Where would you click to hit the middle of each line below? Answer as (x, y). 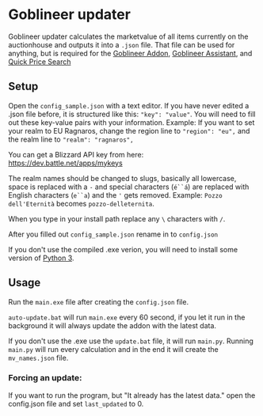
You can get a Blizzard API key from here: (76, 154)
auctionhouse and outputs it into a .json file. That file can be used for (122, 44)
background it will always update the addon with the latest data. (112, 325)
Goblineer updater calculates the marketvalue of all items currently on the (128, 36)
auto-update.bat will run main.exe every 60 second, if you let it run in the (127, 317)
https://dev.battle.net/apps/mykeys (65, 163)
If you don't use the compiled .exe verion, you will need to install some (123, 249)
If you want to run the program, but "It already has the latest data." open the (132, 395)
